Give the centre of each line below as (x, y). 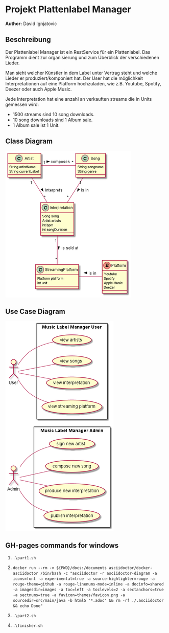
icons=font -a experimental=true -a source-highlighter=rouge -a (83, 579)
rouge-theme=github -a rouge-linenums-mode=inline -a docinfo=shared (88, 584)
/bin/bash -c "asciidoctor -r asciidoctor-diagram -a (99, 574)
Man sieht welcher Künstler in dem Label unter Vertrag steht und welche (81, 73)
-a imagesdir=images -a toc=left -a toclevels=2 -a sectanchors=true (88, 590)
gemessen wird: (22, 104)
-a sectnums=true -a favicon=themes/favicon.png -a (69, 595)
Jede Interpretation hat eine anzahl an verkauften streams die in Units (79, 99)
